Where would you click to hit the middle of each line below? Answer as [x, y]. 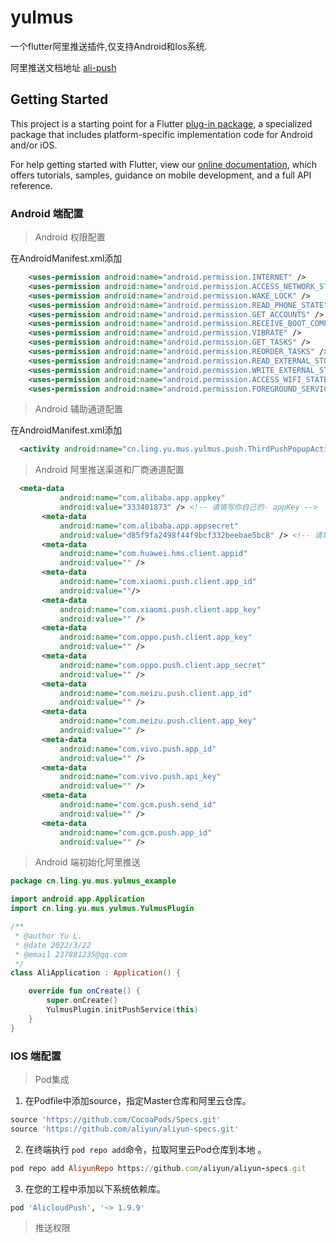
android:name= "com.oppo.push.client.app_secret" [163, 665]
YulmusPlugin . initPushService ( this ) [122, 1010]
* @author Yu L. [48, 936]
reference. [31, 185]
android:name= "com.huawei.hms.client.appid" [153, 554]
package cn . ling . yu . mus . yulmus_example [93, 881]
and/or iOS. [34, 145]
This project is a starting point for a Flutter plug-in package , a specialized [161, 123]
